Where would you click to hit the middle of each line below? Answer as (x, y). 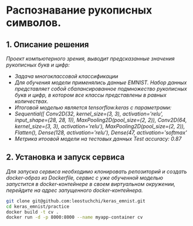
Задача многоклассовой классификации (66, 76)
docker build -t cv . (33, 212)
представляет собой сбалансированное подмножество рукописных (101, 89)
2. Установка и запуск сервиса (65, 157)
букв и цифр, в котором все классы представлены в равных (91, 95)
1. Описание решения (48, 44)
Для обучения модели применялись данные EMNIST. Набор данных (101, 82)
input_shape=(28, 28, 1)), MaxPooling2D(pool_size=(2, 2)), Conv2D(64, (101, 120)
